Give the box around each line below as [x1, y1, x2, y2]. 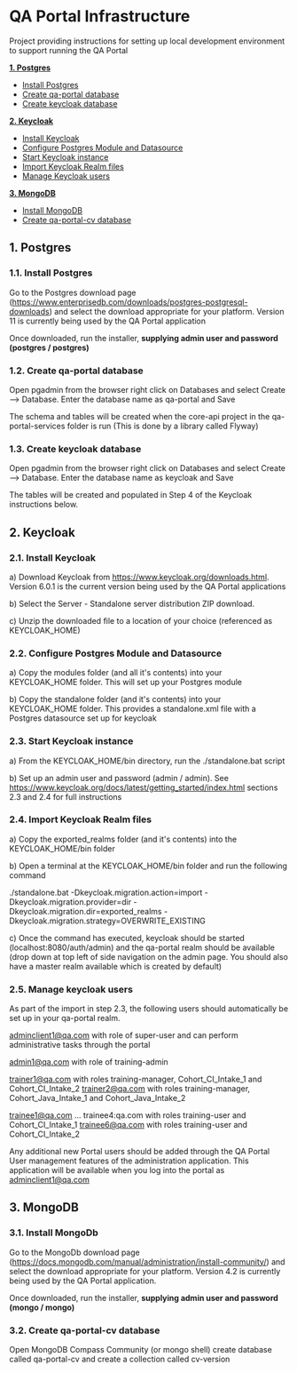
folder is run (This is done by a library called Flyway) [66, 420, 259, 431]
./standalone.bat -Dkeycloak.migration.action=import [9, 887, 203, 898]
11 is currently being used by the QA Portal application [9, 315, 207, 326]
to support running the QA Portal [9, 44, 129, 55]
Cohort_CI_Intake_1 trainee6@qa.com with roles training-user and [9, 1120, 248, 1130]
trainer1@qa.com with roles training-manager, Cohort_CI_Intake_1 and [9, 1074, 262, 1085]
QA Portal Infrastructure [9, 6, 191, 27]
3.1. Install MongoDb [9, 1226, 99, 1239]
